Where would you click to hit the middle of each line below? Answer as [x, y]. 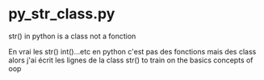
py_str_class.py [62, 14]
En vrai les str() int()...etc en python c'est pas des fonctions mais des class [132, 51]
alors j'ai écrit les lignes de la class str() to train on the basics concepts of [131, 60]
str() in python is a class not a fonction [72, 36]
